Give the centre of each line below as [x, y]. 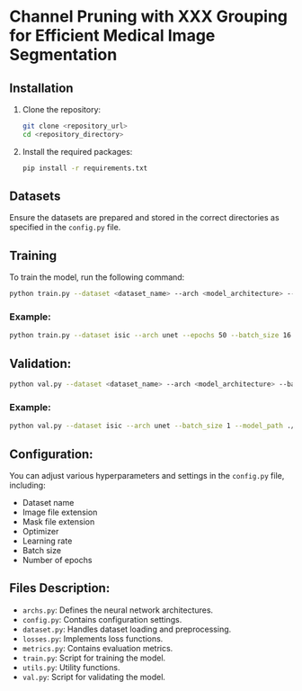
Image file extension [60, 512]
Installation [41, 88]
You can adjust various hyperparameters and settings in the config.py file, [147, 475]
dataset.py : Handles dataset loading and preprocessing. [127, 629]
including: [28, 485]
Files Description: [60, 588]
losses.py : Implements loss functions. [93, 638]
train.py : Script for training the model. [94, 658]
